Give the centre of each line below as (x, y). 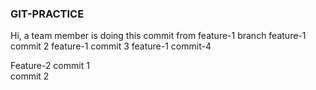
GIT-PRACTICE (47, 14)
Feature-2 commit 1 (50, 66)
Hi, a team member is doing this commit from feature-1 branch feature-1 (158, 36)
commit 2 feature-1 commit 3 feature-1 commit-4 (111, 46)
